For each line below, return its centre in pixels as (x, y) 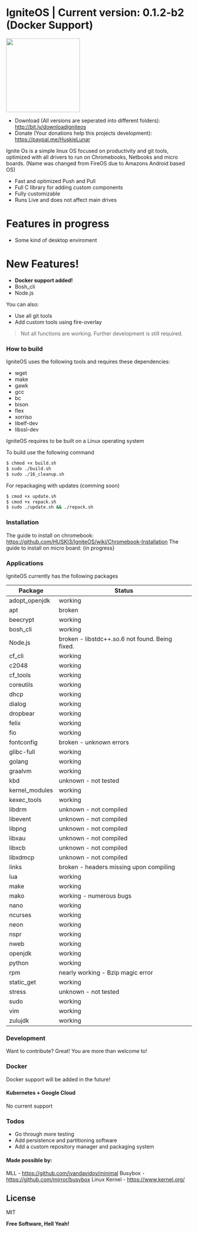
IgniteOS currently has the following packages (62, 576)
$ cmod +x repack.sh (32, 502)
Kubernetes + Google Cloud (41, 1093)
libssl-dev (27, 430)
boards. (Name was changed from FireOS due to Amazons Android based (95, 163)
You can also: (23, 304)
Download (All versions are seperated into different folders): (87, 120)
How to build (24, 348)
